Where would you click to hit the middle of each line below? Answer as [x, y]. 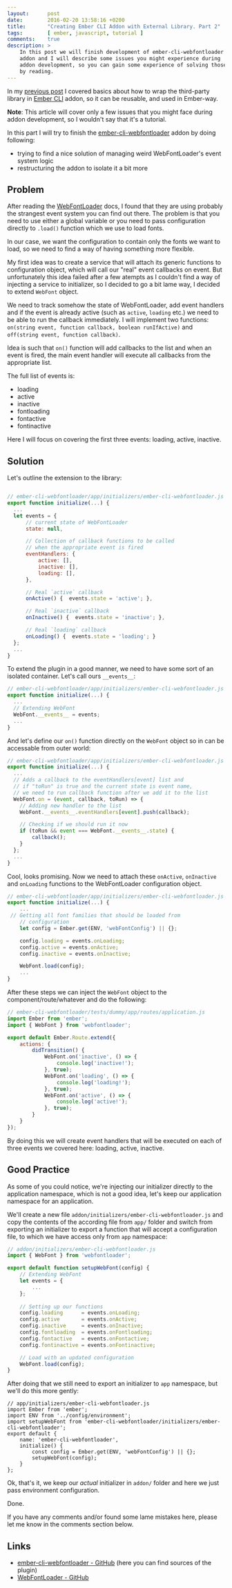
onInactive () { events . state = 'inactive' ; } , [95, 618]
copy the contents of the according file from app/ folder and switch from [110, 1222]
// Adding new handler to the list [71, 806]
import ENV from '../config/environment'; [69, 1416]
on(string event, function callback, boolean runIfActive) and [100, 327]
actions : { [35, 1044]
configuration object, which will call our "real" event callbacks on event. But [115, 270]
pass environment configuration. [54, 1491]
